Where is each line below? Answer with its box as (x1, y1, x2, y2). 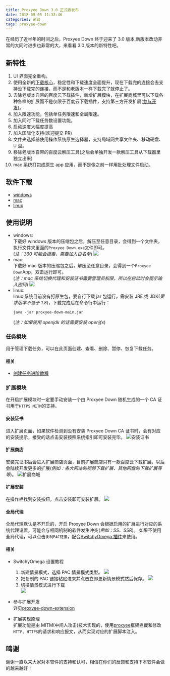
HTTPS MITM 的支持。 (19, 403, 60, 409)
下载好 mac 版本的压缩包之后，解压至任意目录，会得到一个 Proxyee (13, 262, 151, 268)
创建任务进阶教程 (13, 370, 49, 376)
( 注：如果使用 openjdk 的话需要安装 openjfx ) (13, 319, 106, 325)
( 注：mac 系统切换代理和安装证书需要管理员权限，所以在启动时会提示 (13, 275, 158, 281)
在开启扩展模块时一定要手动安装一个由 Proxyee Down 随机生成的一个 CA (6, 396, 156, 403)
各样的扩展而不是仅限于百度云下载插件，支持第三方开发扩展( (17, 98, 143, 104)
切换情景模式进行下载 (20, 582, 65, 588)
